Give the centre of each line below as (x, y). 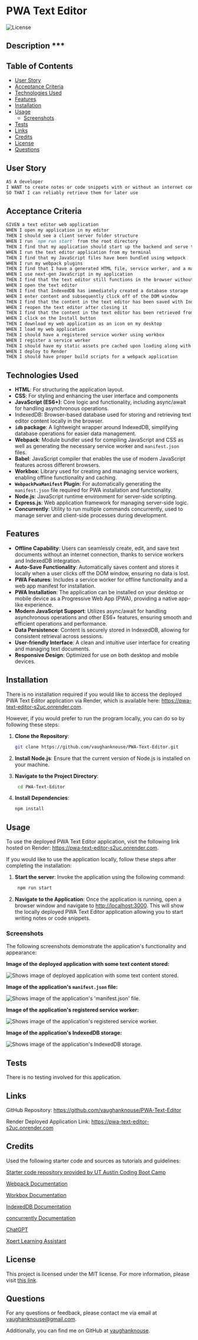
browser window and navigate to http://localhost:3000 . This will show (99, 906)
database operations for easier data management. (75, 434)
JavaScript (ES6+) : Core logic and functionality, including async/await (100, 402)
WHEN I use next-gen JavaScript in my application (70, 274)
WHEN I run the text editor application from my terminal (79, 252)
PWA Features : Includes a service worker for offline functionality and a (101, 579)
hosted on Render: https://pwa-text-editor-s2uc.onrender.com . (82, 848)
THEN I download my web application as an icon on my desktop (84, 324)
